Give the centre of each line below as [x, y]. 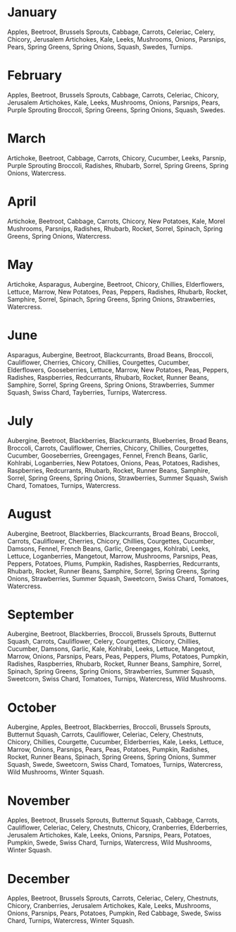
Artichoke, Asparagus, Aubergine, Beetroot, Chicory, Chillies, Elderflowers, [116, 284]
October [32, 707]
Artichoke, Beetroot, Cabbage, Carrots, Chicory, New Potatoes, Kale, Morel [116, 221]
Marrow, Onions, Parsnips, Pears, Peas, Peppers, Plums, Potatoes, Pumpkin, [118, 657]
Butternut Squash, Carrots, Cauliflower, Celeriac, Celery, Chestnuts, [106, 734]
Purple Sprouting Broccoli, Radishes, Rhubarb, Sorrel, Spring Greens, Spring [118, 165]
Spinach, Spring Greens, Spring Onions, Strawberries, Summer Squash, [111, 671]
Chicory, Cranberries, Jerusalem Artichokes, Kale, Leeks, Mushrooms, [109, 906]
